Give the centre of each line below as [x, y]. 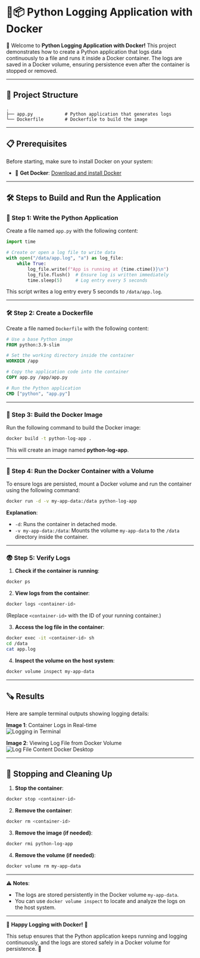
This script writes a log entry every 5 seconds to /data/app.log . [84, 292]
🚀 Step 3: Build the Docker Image [54, 415]
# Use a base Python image [40, 339]
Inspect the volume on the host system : [65, 660]
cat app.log [21, 649]
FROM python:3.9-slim [33, 345]
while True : [32, 264]
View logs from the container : [52, 593]
